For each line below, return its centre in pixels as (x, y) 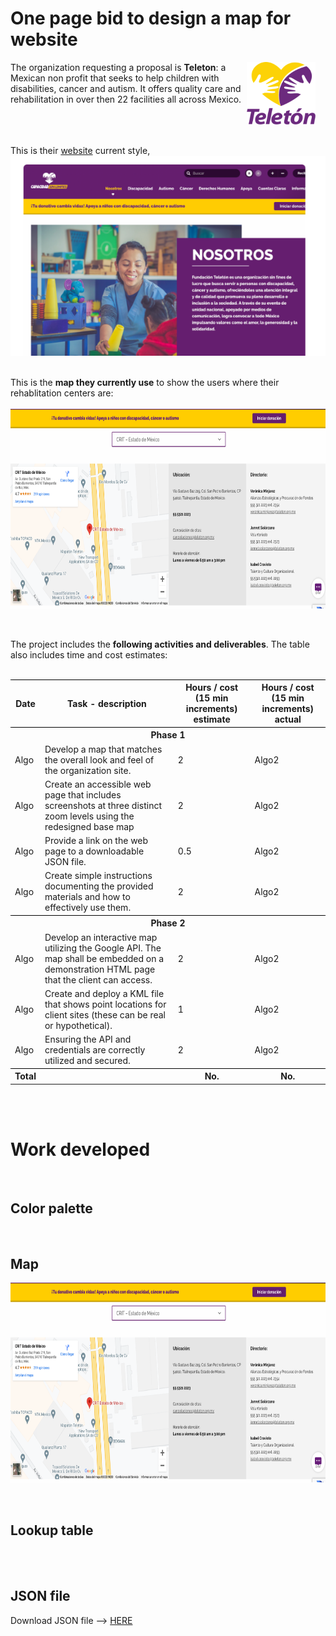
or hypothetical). (78, 1025)
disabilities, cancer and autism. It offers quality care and (126, 88)
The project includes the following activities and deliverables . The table (160, 644)
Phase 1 (168, 735)
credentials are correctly (95, 1050)
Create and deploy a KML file (104, 993)
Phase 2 (168, 923)
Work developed (80, 1149)
